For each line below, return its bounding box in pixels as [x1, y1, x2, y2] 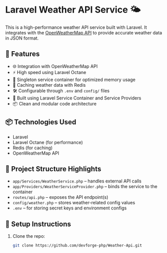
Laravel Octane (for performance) [12, 139, 83, 145]
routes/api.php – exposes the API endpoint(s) [12, 194, 109, 200]
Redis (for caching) [12, 144, 53, 151]
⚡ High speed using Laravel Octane [12, 69, 87, 75]
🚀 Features [5, 50, 40, 58]
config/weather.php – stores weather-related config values [12, 200, 136, 206]
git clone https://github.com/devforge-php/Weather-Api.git [12, 243, 142, 248]
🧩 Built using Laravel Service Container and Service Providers [12, 95, 142, 101]
